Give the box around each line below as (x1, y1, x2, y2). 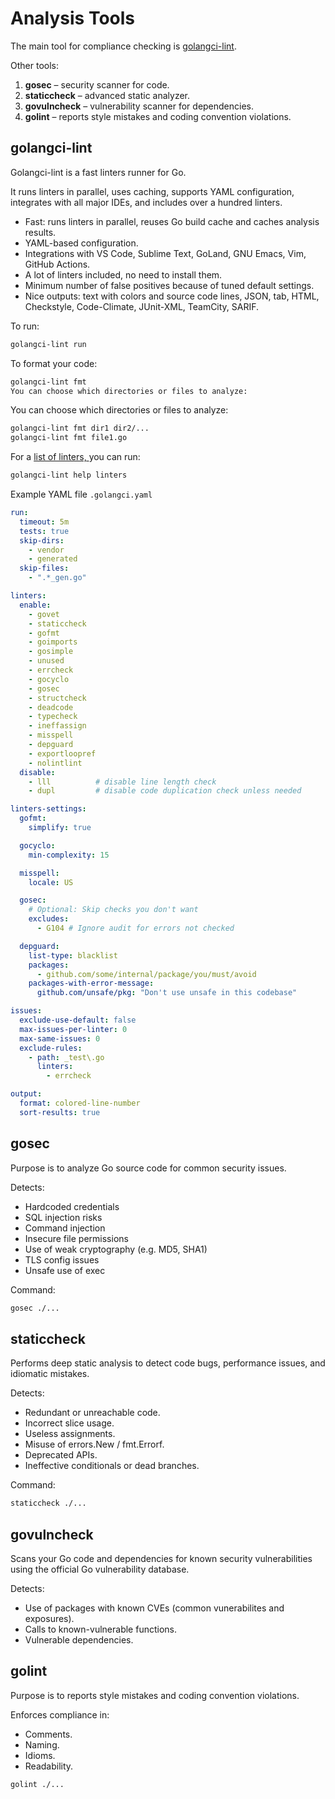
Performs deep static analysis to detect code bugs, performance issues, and (10, 1357, 326, 1369)
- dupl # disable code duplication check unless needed (28, 786, 302, 796)
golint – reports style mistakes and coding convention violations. (24, 110, 292, 122)
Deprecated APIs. (24, 1449, 98, 1461)
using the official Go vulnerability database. (10, 1563, 190, 1575)
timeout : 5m (19, 517, 70, 527)
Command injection (24, 1222, 106, 1234)
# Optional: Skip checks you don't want (28, 905, 199, 915)
